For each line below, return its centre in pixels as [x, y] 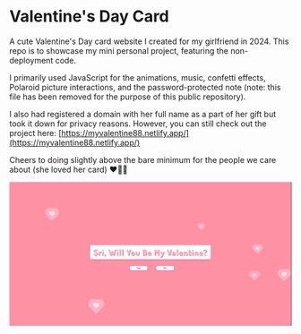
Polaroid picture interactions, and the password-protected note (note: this [145, 87]
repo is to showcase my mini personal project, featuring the [119, 50]
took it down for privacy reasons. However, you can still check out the [138, 124]
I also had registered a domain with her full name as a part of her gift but [143, 114]
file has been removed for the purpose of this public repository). [128, 97]
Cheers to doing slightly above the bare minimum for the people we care [143, 159]
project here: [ [35, 133]
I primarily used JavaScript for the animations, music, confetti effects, [138, 77]
